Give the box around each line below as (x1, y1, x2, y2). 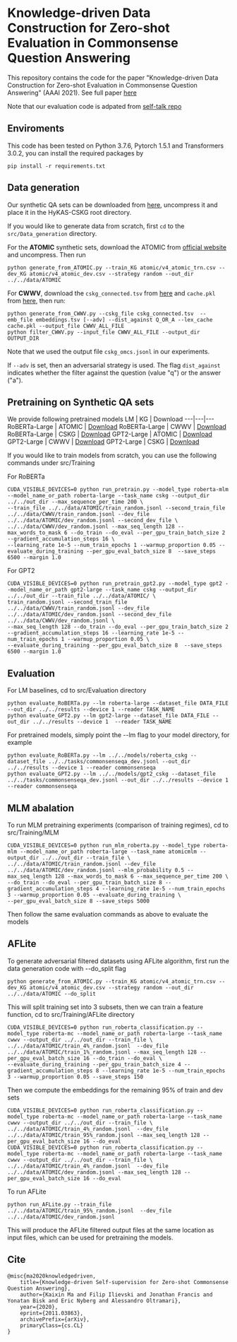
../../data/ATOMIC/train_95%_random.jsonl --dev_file (7, 1207, 172, 1214)
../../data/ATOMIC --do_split (7, 990, 97, 997)
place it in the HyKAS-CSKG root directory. (7, 208, 132, 216)
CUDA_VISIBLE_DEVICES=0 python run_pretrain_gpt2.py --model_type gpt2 (7, 580, 222, 587)
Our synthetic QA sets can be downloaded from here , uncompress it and (7, 200, 218, 209)
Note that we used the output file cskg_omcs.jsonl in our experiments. (7, 347, 210, 355)
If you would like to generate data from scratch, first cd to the (7, 221, 185, 230)
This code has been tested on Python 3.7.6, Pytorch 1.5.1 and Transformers (7, 141, 224, 150)
